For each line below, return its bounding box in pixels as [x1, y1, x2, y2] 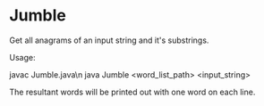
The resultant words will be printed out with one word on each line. [9, 86, 256, 97]
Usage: [9, 52, 36, 62]
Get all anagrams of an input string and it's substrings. [9, 35, 209, 45]
